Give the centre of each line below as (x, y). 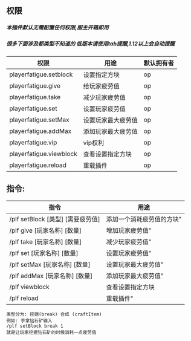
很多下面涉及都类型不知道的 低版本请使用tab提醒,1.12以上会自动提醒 (91, 44)
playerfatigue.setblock (41, 74)
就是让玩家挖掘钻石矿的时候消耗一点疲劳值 (51, 332)
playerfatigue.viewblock (43, 154)
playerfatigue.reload (38, 165)
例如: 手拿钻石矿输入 (29, 320)
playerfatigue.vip (33, 142)
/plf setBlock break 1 (35, 326)
